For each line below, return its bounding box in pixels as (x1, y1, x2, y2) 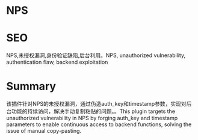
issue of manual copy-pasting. (6, 127, 82, 135)
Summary (6, 79, 56, 93)
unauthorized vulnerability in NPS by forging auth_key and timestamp (6, 115, 178, 122)
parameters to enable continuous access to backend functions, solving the (6, 121, 192, 128)
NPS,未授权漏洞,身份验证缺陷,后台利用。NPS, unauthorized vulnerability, (6, 52, 185, 59)
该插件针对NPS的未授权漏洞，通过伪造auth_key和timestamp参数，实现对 (6, 100, 187, 108)
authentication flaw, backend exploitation (6, 58, 108, 66)
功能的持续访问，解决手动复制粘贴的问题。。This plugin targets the (11, 108, 176, 115)
